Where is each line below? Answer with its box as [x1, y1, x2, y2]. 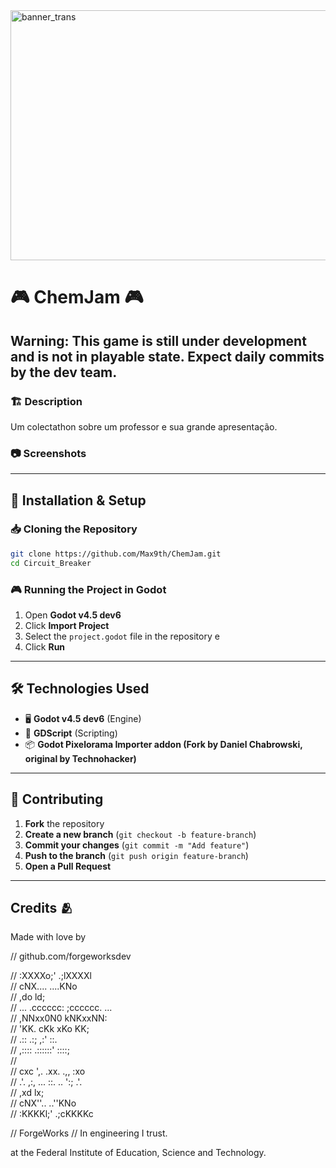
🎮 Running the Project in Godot [10, 582, 167, 596]
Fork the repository [24, 817, 105, 829]
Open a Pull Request [24, 860, 112, 872]
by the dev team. [10, 364, 118, 381]
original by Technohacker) [24, 752, 137, 764]
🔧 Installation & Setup [10, 492, 147, 509]
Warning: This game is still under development [10, 332, 307, 349]
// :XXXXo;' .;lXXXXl [10, 970, 92, 982]
